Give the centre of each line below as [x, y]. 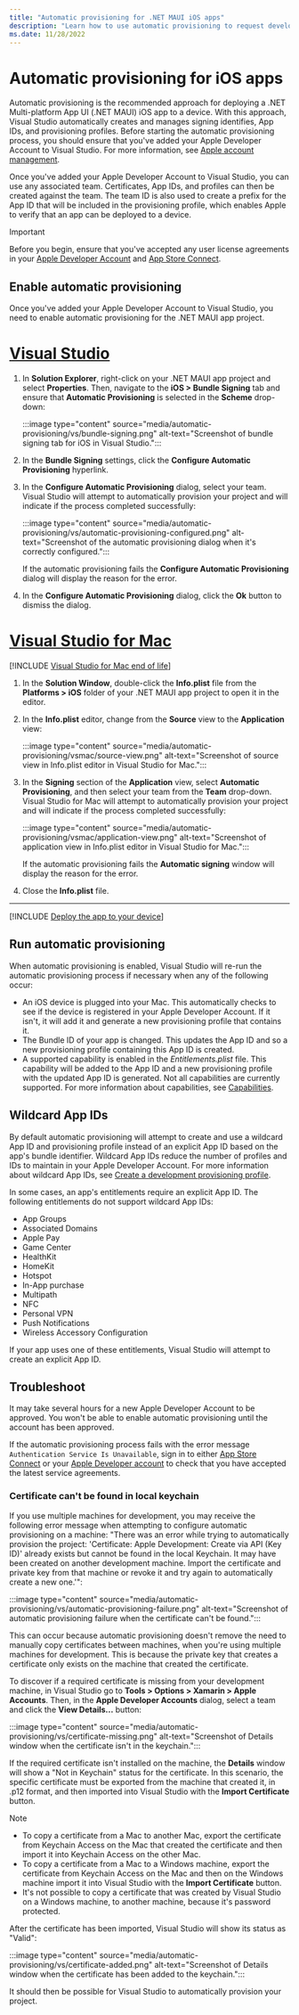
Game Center [47, 1247]
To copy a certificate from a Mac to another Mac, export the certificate [152, 1835]
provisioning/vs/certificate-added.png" [81, 1964]
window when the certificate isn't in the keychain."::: [105, 1745]
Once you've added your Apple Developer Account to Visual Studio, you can [149, 177]
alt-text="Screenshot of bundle [216, 434]
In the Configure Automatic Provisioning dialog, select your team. [144, 487]
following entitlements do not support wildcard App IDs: [111, 1201]
